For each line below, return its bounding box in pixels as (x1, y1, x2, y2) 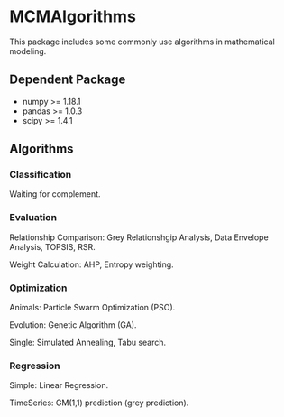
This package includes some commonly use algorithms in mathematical (9, 36, 275, 47)
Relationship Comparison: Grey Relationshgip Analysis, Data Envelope (9, 232, 269, 243)
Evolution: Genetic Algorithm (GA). (9, 320, 137, 330)
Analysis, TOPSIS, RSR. (9, 241, 96, 252)
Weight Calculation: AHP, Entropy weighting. (9, 259, 174, 270)
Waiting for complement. (9, 189, 101, 199)
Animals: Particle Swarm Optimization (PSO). (9, 302, 176, 313)
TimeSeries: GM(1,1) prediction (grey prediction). (9, 397, 189, 408)
